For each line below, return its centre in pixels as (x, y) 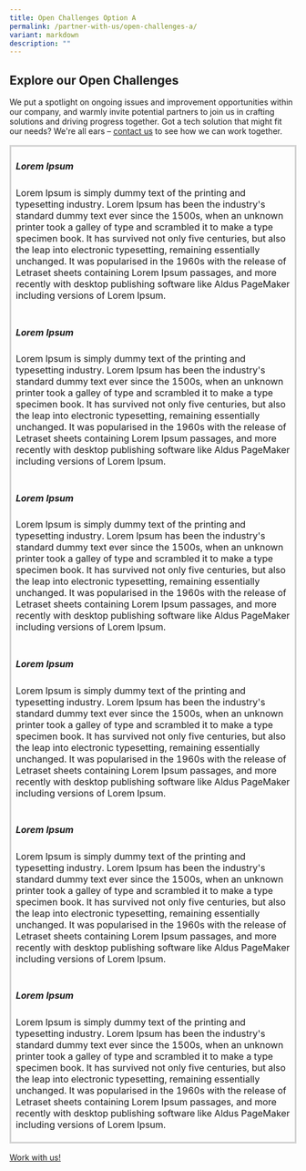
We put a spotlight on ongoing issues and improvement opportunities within (151, 102)
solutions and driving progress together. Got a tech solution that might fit (146, 122)
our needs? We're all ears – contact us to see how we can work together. (146, 131)
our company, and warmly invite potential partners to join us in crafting (142, 112)
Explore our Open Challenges (94, 80)
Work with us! (35, 1157)
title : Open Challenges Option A (73, 18)
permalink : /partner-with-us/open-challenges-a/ (103, 26)
